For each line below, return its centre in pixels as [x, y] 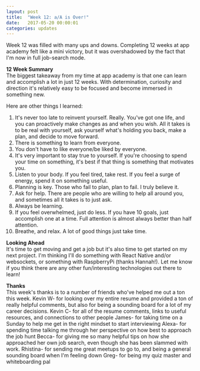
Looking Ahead [25, 243]
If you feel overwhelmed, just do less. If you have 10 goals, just [92, 212]
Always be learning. [39, 206]
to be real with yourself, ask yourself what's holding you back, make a [100, 130]
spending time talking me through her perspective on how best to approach [99, 330]
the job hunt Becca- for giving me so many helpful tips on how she [88, 337]
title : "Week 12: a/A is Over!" [48, 17]
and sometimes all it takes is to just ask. [63, 200]
